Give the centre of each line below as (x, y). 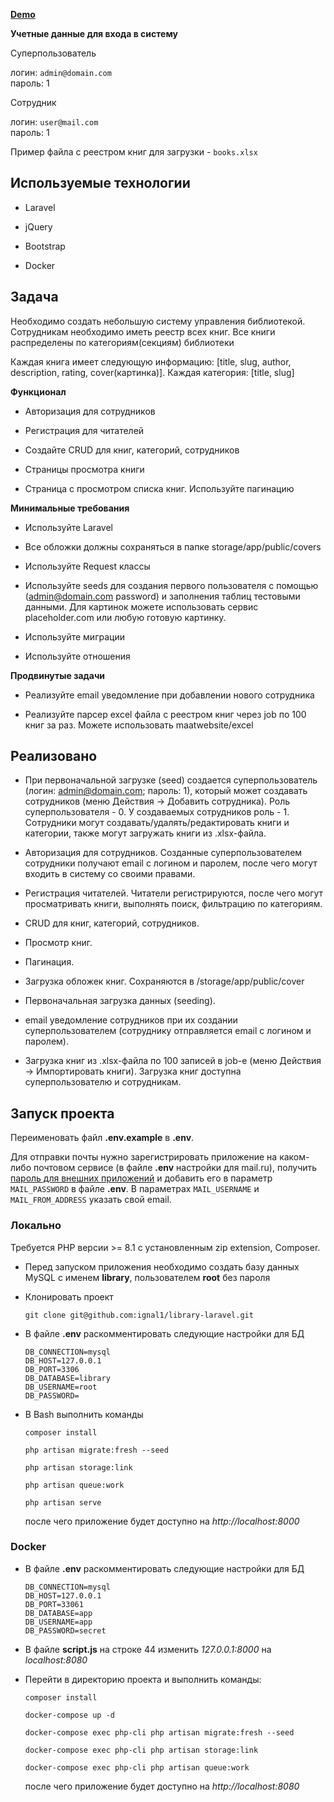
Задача (34, 297)
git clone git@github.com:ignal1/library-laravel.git (139, 1315)
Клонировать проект (69, 1296)
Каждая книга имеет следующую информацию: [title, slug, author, (151, 361)
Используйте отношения (77, 656)
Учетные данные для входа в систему (94, 33)
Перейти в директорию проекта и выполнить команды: (143, 1679)
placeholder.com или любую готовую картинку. (125, 617)
